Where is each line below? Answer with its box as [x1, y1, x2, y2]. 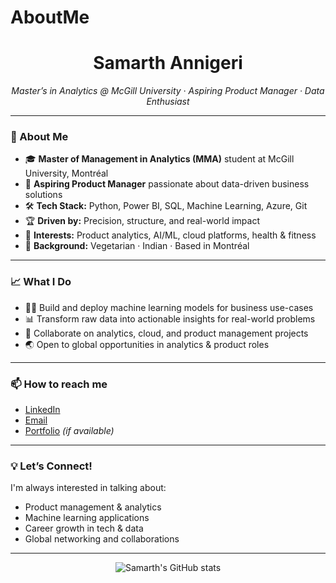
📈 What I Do [10, 275, 72, 289]
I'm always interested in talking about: [10, 482, 167, 494]
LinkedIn [24, 404, 61, 416]
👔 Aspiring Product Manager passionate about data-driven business [24, 178, 310, 190]
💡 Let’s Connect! [10, 459, 93, 473]
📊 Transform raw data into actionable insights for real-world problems [24, 312, 316, 325]
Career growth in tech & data [24, 522, 144, 535]
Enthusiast [146, 96, 190, 108]
